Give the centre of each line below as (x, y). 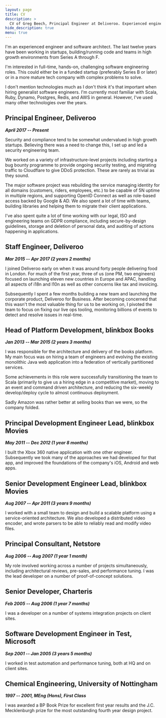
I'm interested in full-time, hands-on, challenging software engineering (77, 67)
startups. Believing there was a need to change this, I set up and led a (76, 145)
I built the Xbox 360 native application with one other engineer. (69, 452)
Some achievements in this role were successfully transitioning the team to (81, 377)
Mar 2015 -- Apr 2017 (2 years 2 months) (48, 259)
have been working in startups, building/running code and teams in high (78, 52)
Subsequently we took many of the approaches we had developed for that (81, 458)
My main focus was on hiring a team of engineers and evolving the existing (82, 357)
